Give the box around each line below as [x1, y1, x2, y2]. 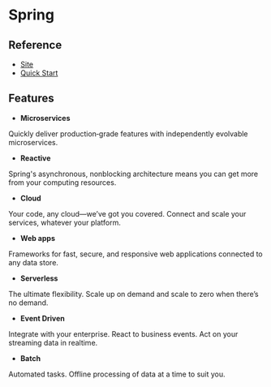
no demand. [8, 298, 49, 307]
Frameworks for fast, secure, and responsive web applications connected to [8, 249, 264, 259]
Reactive [19, 153, 51, 163]
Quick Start [19, 68, 58, 78]
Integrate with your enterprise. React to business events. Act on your [8, 329, 239, 338]
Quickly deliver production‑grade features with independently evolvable [8, 128, 249, 139]
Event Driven [19, 313, 65, 323]
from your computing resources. [8, 177, 117, 187]
